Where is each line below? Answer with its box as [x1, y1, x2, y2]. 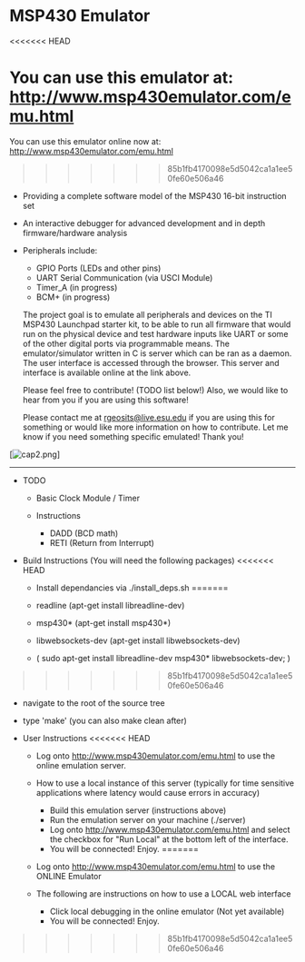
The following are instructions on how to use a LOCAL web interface [35, 888, 291, 899]
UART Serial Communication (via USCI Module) [35, 272, 213, 283]
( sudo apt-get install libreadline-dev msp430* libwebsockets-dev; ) [35, 652, 290, 663]
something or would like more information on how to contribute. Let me [22, 421, 289, 432]
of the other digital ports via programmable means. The [22, 338, 230, 349]
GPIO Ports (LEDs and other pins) [35, 263, 162, 273]
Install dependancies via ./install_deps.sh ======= [35, 582, 229, 593]
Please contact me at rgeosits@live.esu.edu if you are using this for [22, 412, 275, 422]
